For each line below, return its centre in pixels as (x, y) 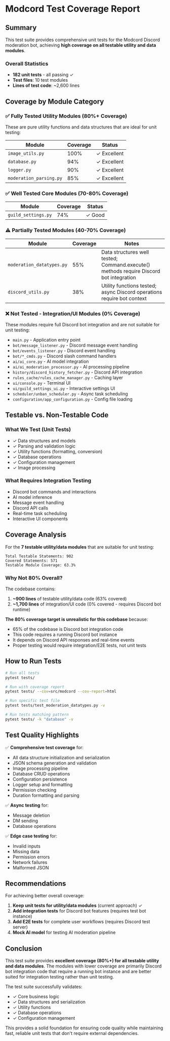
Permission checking (34, 790)
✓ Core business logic (36, 997)
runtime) (21, 609)
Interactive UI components (40, 519)
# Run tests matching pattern (37, 715)
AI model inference (32, 497)
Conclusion (24, 948)
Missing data (26, 851)
